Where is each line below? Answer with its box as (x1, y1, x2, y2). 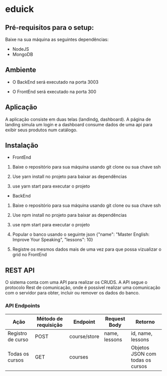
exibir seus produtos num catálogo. (5, 127, 78, 133)
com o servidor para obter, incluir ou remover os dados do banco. (5, 290, 140, 296)
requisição (37, 321, 63, 328)
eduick (5, 3, 34, 15)
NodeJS (12, 46, 29, 52)
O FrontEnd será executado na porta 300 (12, 89, 96, 94)
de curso (7, 336, 29, 343)
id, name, (131, 330, 153, 337)
